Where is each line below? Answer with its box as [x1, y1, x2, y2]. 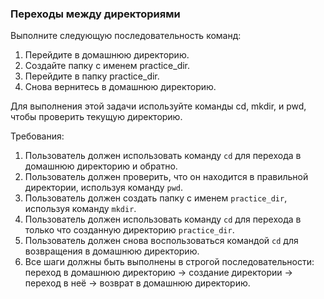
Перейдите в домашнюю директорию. [24, 49, 190, 61]
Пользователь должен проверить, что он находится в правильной [24, 171, 309, 183]
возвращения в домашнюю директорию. [24, 245, 200, 257]
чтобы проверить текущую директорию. [10, 111, 183, 123]
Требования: [10, 130, 65, 142]
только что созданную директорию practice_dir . [24, 224, 235, 236]
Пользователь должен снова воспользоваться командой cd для [24, 235, 299, 247]
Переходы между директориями [10, 7, 181, 21]
